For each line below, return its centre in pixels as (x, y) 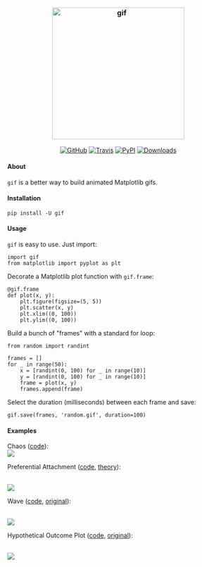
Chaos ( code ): (28, 446)
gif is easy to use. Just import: (52, 244)
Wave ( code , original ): (39, 501)
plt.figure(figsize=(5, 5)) (61, 301)
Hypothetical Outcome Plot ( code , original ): (70, 535)
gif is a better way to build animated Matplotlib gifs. (83, 182)
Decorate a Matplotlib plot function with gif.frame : (81, 276)
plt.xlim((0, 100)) (49, 314)
